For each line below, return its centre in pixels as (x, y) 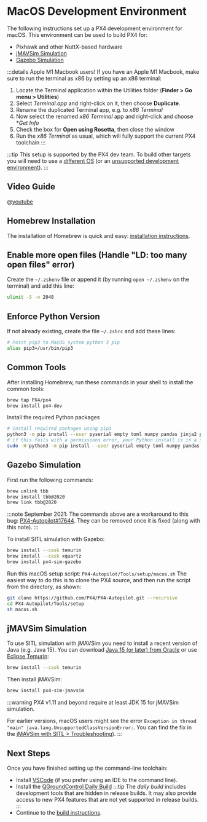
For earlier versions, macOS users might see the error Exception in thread (102, 721)
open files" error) (41, 265)
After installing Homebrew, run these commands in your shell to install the (100, 382)
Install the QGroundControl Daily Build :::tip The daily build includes (101, 786)
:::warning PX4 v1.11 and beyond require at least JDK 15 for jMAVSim (93, 703)
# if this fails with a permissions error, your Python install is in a (102, 440)
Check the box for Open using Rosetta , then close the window (95, 129)
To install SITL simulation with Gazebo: (56, 539)
